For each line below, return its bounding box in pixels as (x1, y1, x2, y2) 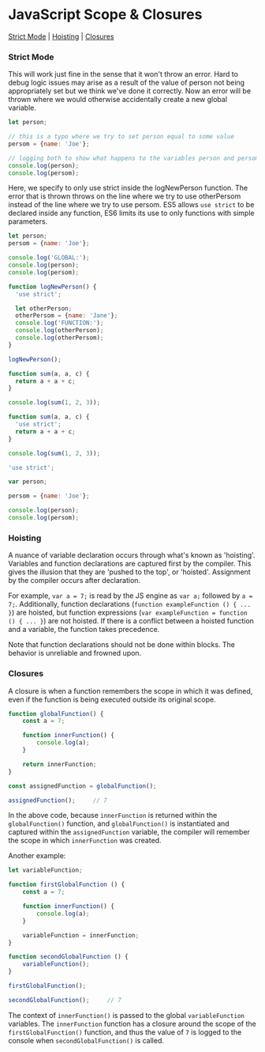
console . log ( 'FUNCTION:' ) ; (15, 319, 104, 327)
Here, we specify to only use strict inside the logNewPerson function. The (8, 184, 248, 193)
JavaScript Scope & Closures (8, 6, 203, 24)
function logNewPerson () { (8, 282, 97, 290)
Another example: (8, 851, 66, 861)
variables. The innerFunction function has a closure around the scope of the (8, 1019, 256, 1028)
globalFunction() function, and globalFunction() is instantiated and (8, 819, 230, 828)
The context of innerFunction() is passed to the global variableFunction (8, 1010, 244, 1020)
